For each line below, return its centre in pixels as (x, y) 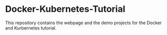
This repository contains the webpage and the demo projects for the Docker (83, 23)
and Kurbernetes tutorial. (31, 28)
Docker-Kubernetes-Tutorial (65, 9)
